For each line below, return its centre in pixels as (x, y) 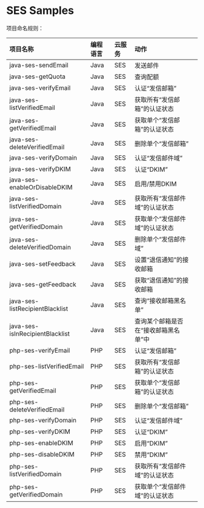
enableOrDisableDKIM (41, 187)
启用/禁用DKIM (156, 184)
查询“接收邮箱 (154, 300)
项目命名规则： (25, 28)
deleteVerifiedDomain (40, 247)
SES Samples (40, 11)
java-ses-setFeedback (42, 263)
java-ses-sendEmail (39, 65)
